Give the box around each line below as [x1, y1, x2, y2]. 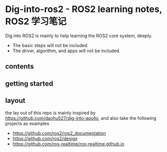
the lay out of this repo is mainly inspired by [5, 109, 96, 116]
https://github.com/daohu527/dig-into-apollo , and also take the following [5, 115, 157, 121]
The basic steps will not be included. [12, 42, 89, 48]
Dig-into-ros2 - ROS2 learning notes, [5, 4, 162, 15]
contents [5, 62, 34, 71]
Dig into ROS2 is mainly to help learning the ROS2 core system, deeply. [5, 33, 152, 39]
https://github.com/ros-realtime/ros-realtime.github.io [12, 140, 125, 146]
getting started [5, 79, 53, 88]
